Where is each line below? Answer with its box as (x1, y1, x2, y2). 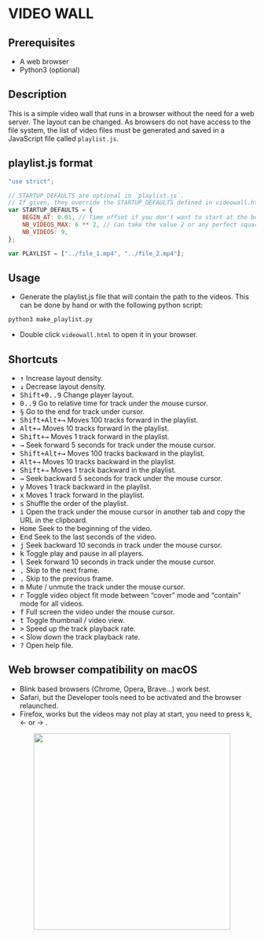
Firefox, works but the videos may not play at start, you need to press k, (19, 709, 253, 719)
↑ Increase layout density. (19, 374, 104, 383)
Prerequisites (8, 36, 75, 49)
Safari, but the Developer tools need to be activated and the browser (19, 692, 242, 702)
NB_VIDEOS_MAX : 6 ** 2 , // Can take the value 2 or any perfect (22, 221, 237, 229)
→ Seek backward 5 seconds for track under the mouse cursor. (19, 474, 222, 483)
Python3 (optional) (19, 65, 80, 75)
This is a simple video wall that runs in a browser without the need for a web (8, 108, 255, 118)
